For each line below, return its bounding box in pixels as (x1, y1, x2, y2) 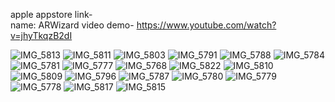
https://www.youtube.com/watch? (136, 19, 277, 31)
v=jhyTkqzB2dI (10, 30, 73, 41)
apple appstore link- (10, 9, 93, 20)
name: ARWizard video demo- (10, 19, 135, 31)
